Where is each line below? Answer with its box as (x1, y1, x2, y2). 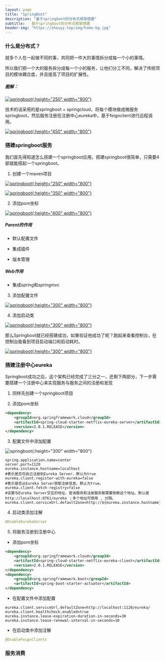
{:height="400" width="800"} (31, 210, 92, 216)
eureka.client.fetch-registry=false (5, 486, 80, 491)
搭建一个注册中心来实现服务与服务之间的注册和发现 (9, 380, 113, 386)
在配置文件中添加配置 (12, 595, 55, 601)
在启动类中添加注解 (12, 628, 52, 633)
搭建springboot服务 (5, 142, 53, 149)
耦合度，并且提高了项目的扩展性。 (22, 71, 91, 77)
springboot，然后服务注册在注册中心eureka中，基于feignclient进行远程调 (5, 113, 153, 119)
